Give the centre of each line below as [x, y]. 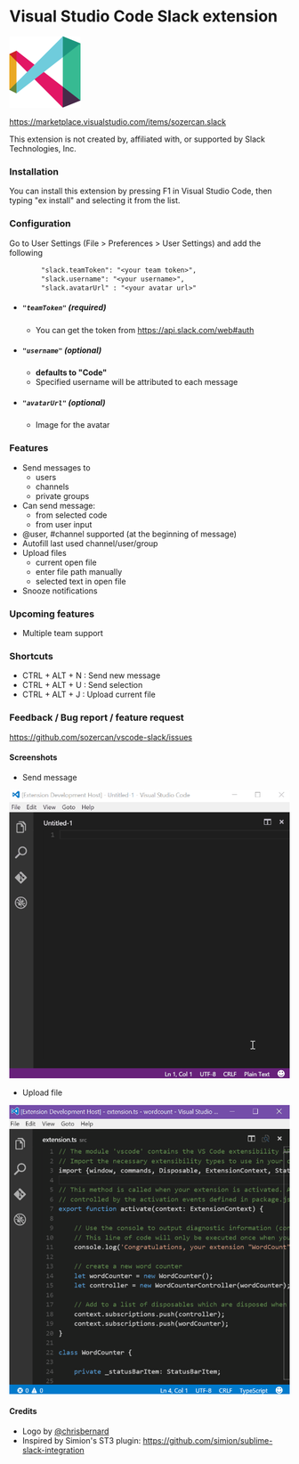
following [26, 252]
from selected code [71, 515]
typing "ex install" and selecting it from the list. [95, 200]
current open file [66, 562]
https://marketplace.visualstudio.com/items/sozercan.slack [118, 121]
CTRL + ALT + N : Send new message [91, 675]
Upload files [44, 552]
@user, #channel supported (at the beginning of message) [129, 534]
